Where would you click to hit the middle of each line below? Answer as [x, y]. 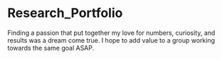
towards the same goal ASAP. [51, 48]
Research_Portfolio [65, 13]
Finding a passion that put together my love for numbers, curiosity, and [111, 33]
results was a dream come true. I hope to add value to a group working [111, 40]
